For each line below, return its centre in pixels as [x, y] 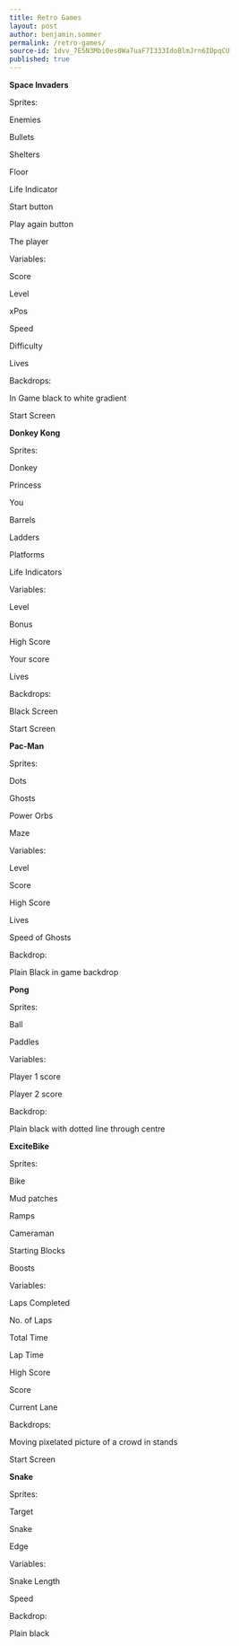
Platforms [27, 555]
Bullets [22, 137]
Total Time [29, 1338]
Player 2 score [36, 1094]
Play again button [42, 224]
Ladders [25, 537]
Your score [30, 659]
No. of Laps [31, 1320]
